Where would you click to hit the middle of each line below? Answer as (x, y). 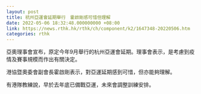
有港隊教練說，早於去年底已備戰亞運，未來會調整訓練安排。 (80, 85)
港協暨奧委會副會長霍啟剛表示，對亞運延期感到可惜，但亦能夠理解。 (91, 72)
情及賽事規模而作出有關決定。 (43, 59)
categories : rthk (28, 34)
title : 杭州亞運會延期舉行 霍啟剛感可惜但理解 (59, 17)
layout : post (23, 12)
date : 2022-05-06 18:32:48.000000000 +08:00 (63, 23)
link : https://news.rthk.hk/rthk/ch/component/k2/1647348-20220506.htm (98, 28)
